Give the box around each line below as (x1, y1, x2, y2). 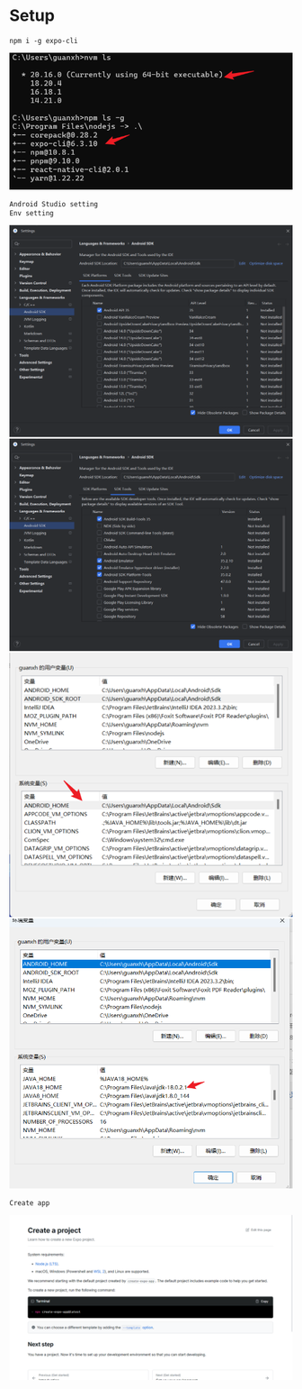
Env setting (9, 208, 54, 217)
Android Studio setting (9, 199, 99, 208)
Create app (9, 1198, 50, 1208)
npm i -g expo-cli (9, 36, 78, 45)
